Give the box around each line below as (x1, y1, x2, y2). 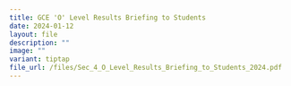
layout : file (9, 30, 58, 39)
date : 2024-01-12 (9, 21, 74, 30)
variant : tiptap (9, 55, 70, 64)
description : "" (9, 38, 70, 47)
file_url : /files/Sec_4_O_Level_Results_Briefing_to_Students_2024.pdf (9, 64, 282, 73)
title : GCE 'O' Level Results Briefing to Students (9, 13, 206, 22)
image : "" (9, 47, 47, 56)
